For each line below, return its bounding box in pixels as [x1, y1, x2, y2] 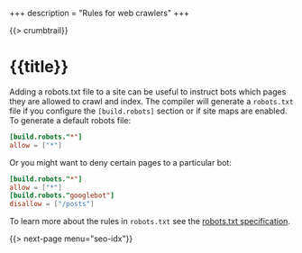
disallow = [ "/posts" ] [9, 200, 95, 209]
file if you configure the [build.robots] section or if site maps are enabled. [9, 105, 288, 116]
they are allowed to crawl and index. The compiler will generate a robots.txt [9, 95, 294, 106]
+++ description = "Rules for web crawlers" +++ [9, 8, 189, 18]
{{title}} [9, 57, 69, 77]
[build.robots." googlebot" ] [9, 191, 115, 201]
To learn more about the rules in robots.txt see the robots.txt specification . [9, 216, 291, 227]
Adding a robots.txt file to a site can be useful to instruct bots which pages [9, 86, 287, 97]
